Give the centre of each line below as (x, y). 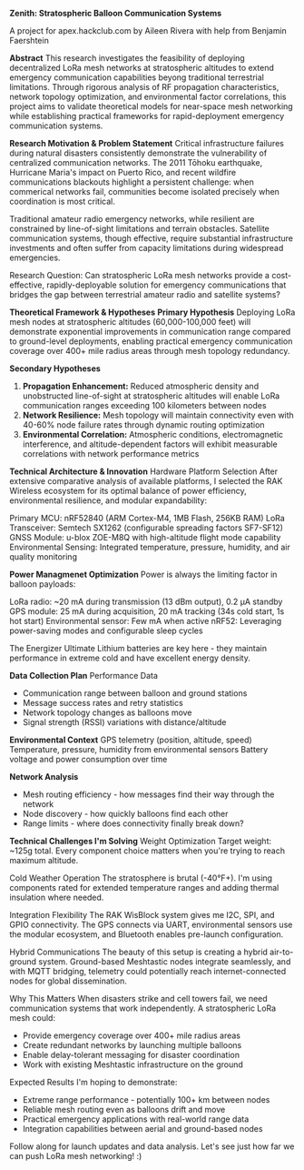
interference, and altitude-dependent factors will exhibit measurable (150, 444)
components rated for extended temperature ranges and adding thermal (144, 888)
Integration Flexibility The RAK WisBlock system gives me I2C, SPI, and (142, 915)
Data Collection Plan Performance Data (84, 676)
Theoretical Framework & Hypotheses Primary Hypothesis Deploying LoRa (152, 312)
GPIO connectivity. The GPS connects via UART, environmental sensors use (151, 924)
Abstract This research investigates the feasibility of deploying (127, 58)
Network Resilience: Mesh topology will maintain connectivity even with (158, 415)
